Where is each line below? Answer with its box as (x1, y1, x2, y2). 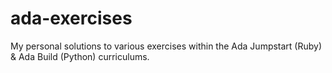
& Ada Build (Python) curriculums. (10, 50, 150, 62)
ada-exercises (10, 7, 133, 30)
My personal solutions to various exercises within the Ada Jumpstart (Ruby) (10, 40, 323, 52)
